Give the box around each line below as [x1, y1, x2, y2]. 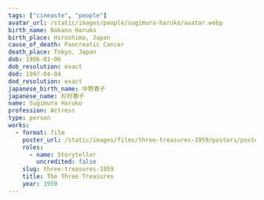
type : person [8, 114, 51, 122]
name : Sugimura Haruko [8, 99, 82, 107]
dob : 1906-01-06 [8, 56, 61, 64]
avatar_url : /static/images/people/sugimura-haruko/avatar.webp [8, 19, 223, 27]
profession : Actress [8, 107, 76, 115]
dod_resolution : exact [8, 77, 82, 85]
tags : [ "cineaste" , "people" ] [8, 11, 108, 20]
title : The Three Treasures [22, 172, 114, 181]
